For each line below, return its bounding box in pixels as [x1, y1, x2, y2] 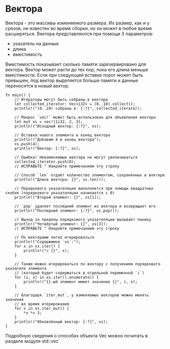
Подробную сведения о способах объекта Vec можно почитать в [5, 332, 148, 338]
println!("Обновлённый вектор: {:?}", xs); [14, 319, 108, 324]
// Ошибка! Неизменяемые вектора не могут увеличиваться [14, 154, 138, 160]
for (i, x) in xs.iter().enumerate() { [14, 275, 99, 280]
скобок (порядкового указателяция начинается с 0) [5, 190, 115, 196]
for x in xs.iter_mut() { [14, 306, 70, 311]
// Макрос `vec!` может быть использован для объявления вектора [14, 115, 156, 120]
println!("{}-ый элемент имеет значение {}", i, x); [23, 279, 138, 284]
